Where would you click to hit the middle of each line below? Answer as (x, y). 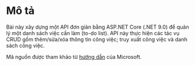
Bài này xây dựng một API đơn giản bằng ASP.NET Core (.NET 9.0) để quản (97, 27)
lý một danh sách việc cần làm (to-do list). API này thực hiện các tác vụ (93, 33)
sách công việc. (26, 46)
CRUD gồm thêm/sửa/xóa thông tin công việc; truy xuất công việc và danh (97, 39)
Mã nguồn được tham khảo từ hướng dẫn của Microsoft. (74, 57)
